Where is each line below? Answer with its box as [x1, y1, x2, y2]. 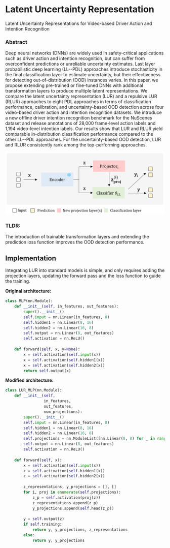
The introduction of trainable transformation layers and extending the [5, 234, 149, 240]
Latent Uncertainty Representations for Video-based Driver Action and [5, 20, 152, 26]
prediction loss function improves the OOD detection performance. [5, 239, 145, 245]
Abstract [5, 38, 28, 45]
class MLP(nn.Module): [5, 298, 53, 303]
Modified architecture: [5, 377, 54, 383]
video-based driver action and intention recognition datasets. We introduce [5, 109, 162, 115]
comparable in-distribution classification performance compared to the [5, 131, 153, 137]
